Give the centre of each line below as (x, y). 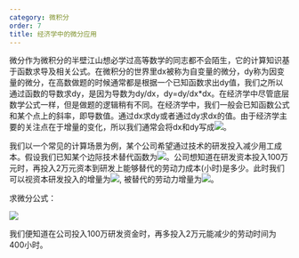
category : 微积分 (39, 17)
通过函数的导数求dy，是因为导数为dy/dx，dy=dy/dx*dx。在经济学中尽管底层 (149, 93)
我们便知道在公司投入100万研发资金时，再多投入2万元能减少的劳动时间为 (143, 234)
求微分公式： (32, 198)
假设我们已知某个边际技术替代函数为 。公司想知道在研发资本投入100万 (157, 157)
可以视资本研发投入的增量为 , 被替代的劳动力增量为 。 (114, 180)
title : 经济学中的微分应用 (53, 34)
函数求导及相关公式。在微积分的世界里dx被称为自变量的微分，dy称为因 (147, 71)
